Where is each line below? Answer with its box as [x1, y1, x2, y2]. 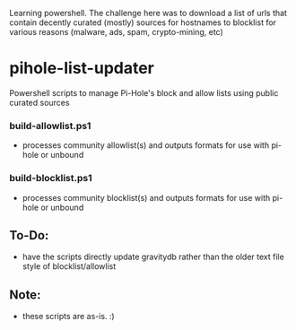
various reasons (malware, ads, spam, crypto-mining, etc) [9, 27, 224, 37]
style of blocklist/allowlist [22, 261, 117, 272]
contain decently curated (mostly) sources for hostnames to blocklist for [9, 17, 276, 28]
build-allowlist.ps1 [9, 119, 91, 132]
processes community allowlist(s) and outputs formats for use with [22, 140, 270, 151]
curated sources [9, 97, 70, 108]
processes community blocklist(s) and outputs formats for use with [22, 192, 271, 203]
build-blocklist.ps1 [9, 172, 92, 185]
